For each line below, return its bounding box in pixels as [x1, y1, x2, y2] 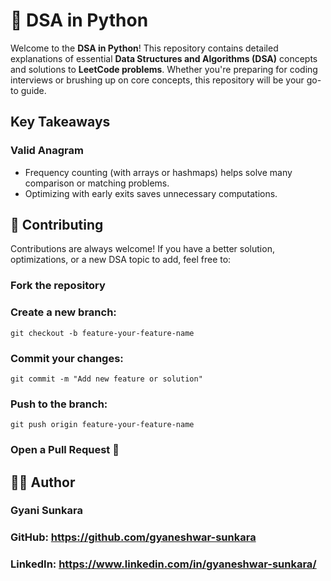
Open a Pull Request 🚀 [10, 443, 120, 457]
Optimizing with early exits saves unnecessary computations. [24, 187, 278, 199]
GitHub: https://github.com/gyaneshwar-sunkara [10, 530, 257, 544]
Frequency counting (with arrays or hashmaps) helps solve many [24, 166, 293, 178]
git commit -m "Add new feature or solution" [10, 374, 203, 384]
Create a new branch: [10, 305, 117, 319]
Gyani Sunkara [10, 504, 83, 518]
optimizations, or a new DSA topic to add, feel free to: [10, 254, 232, 266]
